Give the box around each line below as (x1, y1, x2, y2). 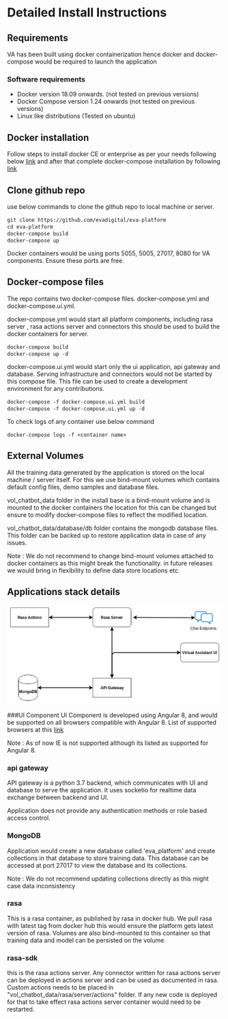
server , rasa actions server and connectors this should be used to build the (7, 322, 220, 330)
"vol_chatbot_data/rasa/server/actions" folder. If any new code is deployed (7, 991, 218, 999)
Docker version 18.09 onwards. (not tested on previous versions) (16, 90, 199, 99)
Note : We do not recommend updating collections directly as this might (7, 875, 210, 883)
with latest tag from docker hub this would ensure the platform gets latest (7, 921, 214, 929)
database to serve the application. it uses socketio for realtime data (7, 786, 197, 794)
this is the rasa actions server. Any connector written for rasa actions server (7, 969, 220, 977)
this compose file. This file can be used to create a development (7, 377, 188, 385)
